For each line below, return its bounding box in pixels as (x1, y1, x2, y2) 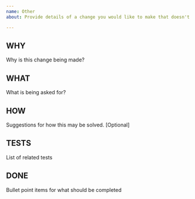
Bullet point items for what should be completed (6, 186, 122, 193)
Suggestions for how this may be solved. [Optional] (6, 121, 130, 128)
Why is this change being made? (6, 56, 85, 63)
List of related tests (6, 153, 53, 161)
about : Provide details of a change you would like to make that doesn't (6, 14, 190, 20)
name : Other (6, 8, 35, 15)
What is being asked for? (6, 89, 66, 96)
